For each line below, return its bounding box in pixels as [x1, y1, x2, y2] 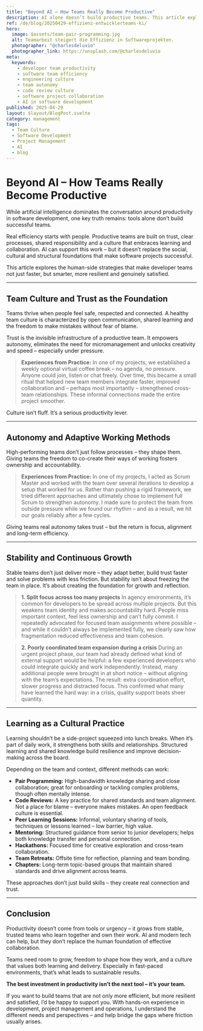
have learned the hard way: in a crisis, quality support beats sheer [21, 689, 186, 696]
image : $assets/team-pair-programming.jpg [11, 31, 120, 38]
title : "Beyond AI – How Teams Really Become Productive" [6, 8, 155, 15]
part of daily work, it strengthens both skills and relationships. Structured [6, 741, 188, 748]
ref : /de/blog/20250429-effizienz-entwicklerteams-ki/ [6, 20, 147, 26]
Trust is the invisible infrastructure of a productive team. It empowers [6, 334, 178, 342]
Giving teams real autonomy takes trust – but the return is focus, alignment [6, 523, 192, 531]
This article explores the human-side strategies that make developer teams [6, 264, 193, 271]
